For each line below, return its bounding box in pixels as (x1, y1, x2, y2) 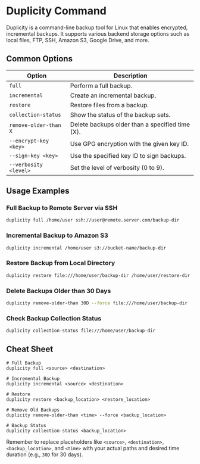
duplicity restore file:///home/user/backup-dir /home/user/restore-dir (6, 272, 190, 278)
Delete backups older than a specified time (70, 120, 190, 129)
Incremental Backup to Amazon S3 (6, 231, 108, 239)
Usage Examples (6, 186, 70, 196)
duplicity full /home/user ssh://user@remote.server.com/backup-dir (6, 217, 180, 223)
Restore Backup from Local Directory (6, 259, 115, 267)
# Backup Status (6, 422, 46, 428)
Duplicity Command (6, 4, 107, 18)
